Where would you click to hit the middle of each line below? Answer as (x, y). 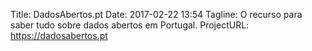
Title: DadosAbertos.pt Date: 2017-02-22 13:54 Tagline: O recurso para (156, 14)
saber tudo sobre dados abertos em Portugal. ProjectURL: (130, 25)
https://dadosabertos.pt (59, 35)
